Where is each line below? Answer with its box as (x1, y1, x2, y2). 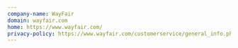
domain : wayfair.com (7, 17, 69, 24)
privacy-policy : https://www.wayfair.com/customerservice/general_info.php (7, 30, 236, 37)
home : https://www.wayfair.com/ (7, 23, 103, 30)
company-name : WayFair (7, 10, 74, 18)
